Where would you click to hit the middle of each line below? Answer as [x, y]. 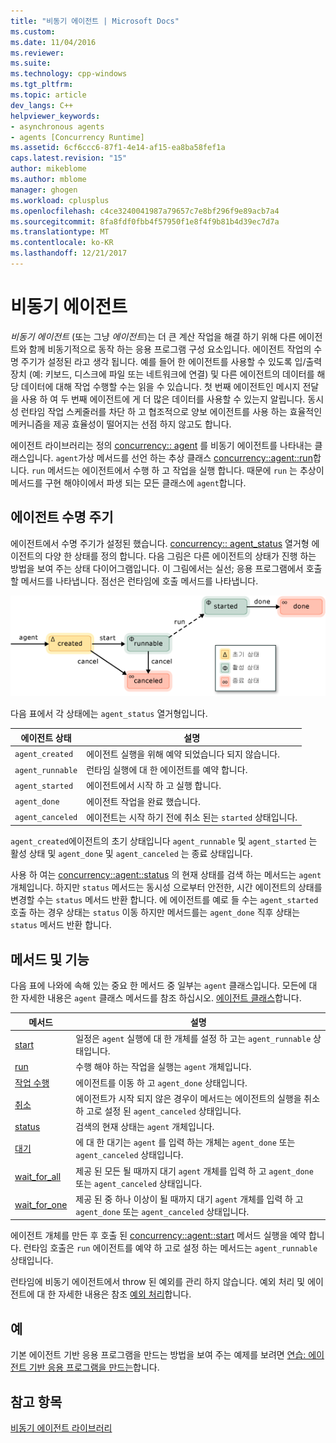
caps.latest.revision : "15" [69, 158]
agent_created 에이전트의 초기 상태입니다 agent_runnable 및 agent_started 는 [164, 841]
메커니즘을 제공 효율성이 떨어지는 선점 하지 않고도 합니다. [121, 424]
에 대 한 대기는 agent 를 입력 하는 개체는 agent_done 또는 [185, 1142]
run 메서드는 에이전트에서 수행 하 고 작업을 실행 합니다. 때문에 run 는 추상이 [178, 470]
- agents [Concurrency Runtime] [77, 137]
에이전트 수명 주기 [62, 517]
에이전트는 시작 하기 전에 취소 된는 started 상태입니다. [192, 817]
